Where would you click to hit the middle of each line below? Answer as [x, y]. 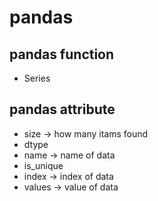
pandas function [62, 54]
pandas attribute [62, 109]
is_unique [43, 165]
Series [37, 78]
